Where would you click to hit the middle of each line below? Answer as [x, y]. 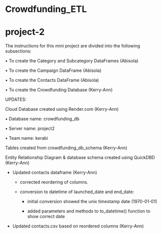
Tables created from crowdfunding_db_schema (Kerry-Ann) [66, 148]
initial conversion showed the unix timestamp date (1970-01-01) [92, 202]
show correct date [46, 217]
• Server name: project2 [30, 129]
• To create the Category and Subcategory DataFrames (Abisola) [72, 61]
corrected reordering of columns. [54, 182]
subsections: [18, 51]
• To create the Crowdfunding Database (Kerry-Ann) [59, 90]
